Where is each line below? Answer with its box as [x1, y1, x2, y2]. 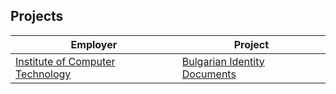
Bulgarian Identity [181, 54, 265, 68]
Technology [15, 67, 72, 81]
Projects [10, 8, 64, 25]
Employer [70, 37, 118, 51]
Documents [181, 67, 237, 81]
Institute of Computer [15, 54, 116, 68]
